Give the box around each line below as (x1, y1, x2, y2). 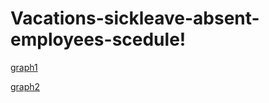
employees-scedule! (10, 28, 187, 51)
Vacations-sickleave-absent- (10, 7, 260, 30)
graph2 (10, 80, 41, 92)
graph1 (10, 61, 38, 73)
